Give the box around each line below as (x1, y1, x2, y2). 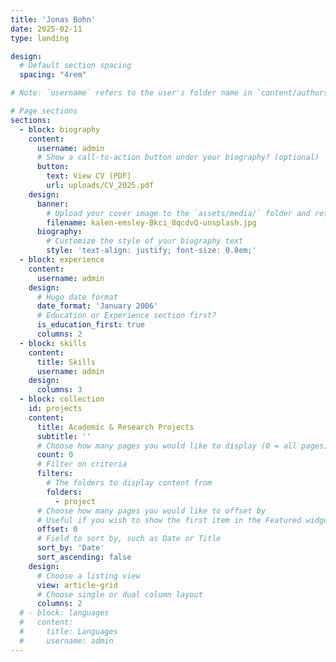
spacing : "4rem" (19, 70, 87, 80)
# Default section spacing (19, 61, 132, 71)
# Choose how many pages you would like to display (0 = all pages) (36, 441, 329, 451)
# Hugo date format (36, 292, 118, 302)
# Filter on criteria (36, 459, 128, 470)
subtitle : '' (36, 431, 92, 441)
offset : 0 (36, 524, 78, 535)
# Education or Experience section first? (36, 311, 217, 321)
